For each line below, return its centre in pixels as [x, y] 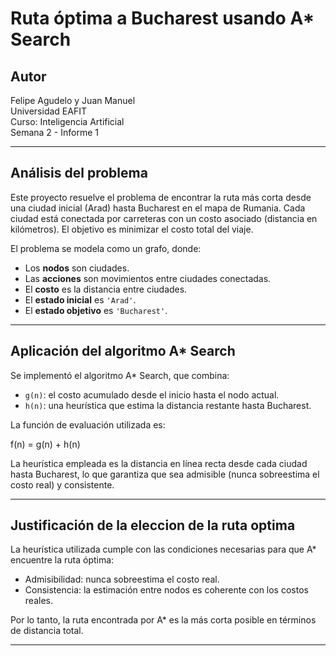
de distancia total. [47, 631]
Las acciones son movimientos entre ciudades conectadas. [148, 278]
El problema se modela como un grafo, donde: [106, 248]
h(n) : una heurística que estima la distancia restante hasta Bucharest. [168, 405]
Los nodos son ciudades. [77, 268]
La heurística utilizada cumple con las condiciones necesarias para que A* [163, 549]
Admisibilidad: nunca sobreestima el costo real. [122, 579]
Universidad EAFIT [48, 111]
